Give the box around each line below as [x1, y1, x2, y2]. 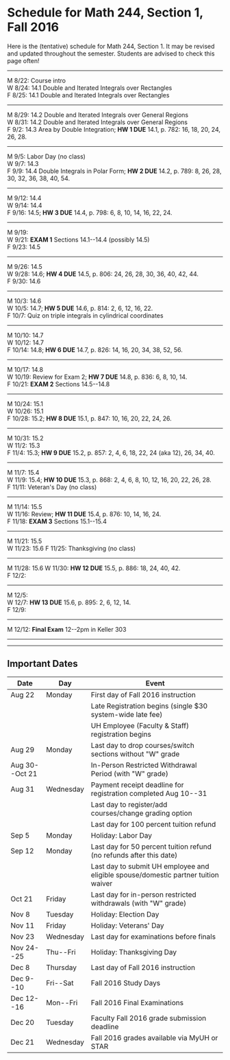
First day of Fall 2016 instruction [90, 690, 196, 699]
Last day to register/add [90, 799, 168, 809]
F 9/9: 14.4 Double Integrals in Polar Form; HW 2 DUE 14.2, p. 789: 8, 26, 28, [7, 167, 222, 175]
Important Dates [7, 658, 78, 670]
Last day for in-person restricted [90, 890, 196, 899]
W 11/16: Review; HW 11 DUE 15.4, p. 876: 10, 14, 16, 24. [7, 510, 162, 518]
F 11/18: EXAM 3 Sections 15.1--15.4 [7, 517, 107, 526]
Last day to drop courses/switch [90, 740, 195, 750]
